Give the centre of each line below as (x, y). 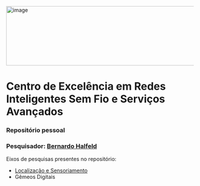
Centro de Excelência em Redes (86, 86)
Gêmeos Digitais (35, 177)
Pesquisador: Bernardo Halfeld (51, 146)
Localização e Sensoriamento (51, 171)
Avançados (35, 112)
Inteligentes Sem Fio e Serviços (86, 99)
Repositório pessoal (36, 130)
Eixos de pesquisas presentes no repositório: (61, 159)
